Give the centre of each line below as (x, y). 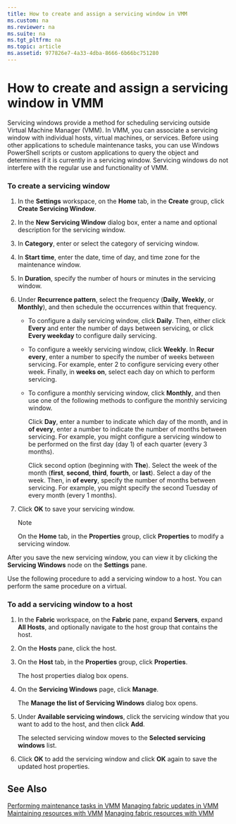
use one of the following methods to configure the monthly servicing (128, 401)
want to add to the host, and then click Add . (81, 725)
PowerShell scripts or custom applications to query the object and (103, 152)
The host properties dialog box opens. (73, 676)
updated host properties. (54, 767)
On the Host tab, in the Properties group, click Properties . (103, 662)
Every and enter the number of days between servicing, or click (121, 328)
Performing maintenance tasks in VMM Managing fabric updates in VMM (113, 806)
